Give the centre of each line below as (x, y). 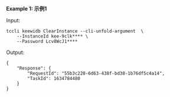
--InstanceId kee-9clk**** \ (53, 36)
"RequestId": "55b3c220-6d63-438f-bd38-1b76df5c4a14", (96, 73)
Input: (13, 20)
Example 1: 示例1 (27, 9)
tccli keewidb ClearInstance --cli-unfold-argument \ (75, 31)
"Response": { (34, 68)
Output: (15, 52)
